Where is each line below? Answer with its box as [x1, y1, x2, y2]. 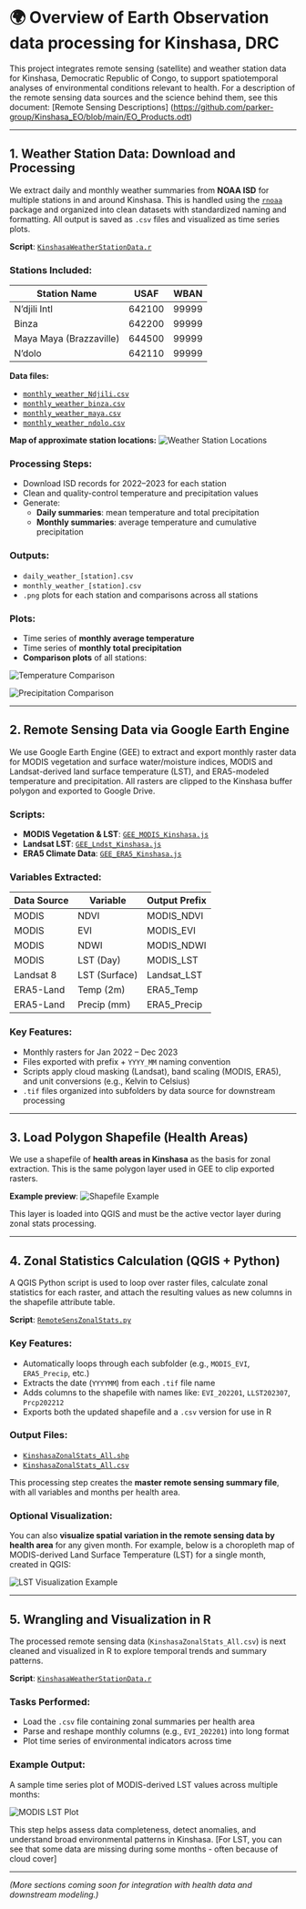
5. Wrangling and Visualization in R [9, 1611, 211, 1627]
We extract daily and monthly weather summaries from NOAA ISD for [9, 184, 270, 196]
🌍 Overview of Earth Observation [9, 7, 270, 28]
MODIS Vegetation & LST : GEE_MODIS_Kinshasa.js [22, 829, 209, 840]
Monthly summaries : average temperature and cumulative [36, 516, 257, 528]
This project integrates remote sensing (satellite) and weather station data [9, 63, 287, 74]
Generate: [22, 497, 61, 508]
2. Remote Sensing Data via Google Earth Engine [9, 722, 290, 738]
